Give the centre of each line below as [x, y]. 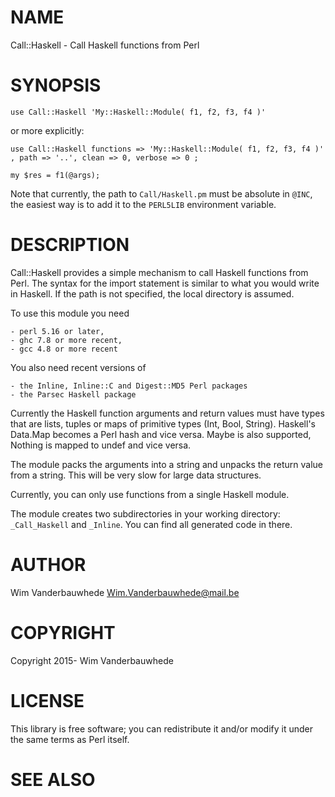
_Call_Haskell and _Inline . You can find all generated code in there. [151, 524]
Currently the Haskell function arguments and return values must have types [167, 413]
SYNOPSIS [56, 85]
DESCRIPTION [70, 245]
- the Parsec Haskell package [73, 394]
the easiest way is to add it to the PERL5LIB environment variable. [143, 204]
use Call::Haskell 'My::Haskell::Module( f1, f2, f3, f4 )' [138, 112]
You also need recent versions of [78, 367]
